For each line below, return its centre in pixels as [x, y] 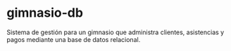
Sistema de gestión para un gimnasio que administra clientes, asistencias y [115, 32]
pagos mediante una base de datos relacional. [74, 39]
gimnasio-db [45, 13]
